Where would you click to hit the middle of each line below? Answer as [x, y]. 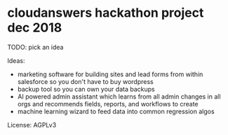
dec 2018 [35, 28]
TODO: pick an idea [35, 47]
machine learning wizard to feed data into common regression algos [116, 111]
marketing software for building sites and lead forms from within [110, 74]
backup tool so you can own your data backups [86, 89]
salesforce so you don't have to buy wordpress [85, 81]
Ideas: [16, 60]
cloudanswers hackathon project [106, 13]
